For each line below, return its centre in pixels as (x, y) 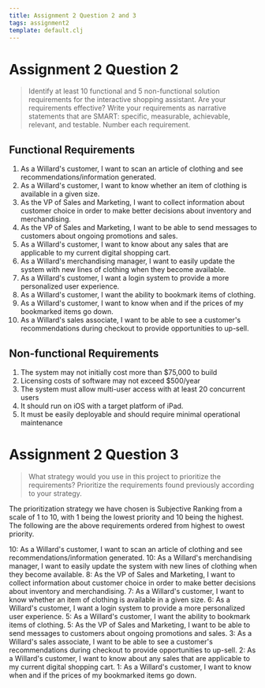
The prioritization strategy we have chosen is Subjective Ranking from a (126, 508)
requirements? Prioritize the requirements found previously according (141, 485)
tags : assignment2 (39, 23)
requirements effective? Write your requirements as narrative (127, 108)
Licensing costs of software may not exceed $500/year (110, 380)
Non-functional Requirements (84, 353)
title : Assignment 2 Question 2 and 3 (73, 15)
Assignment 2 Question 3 (94, 455)
